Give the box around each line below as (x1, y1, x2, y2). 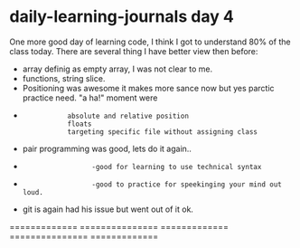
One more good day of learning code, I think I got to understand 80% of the (9, 36, 291, 47)
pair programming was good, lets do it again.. (22, 143, 192, 154)
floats (67, 119, 92, 129)
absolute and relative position (67, 111, 190, 120)
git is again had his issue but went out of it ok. (22, 204, 194, 215)
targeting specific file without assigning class (67, 127, 258, 137)
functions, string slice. (22, 72, 106, 83)
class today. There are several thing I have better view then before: (9, 45, 258, 56)
